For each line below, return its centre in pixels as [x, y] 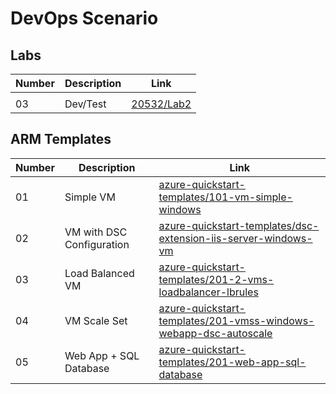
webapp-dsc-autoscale [215, 333]
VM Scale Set [96, 320]
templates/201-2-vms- [216, 279]
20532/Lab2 [161, 104]
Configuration [97, 244]
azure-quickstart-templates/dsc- [239, 225]
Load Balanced [99, 273]
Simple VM [90, 197]
